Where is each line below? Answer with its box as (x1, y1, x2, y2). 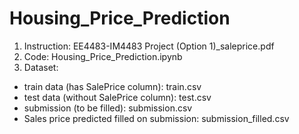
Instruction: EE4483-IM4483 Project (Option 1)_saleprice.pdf (23, 40, 275, 52)
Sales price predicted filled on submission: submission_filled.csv (23, 112, 290, 124)
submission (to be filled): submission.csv (23, 102, 193, 114)
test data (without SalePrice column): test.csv (23, 91, 212, 103)
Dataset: (23, 61, 59, 73)
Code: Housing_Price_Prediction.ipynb (23, 50, 183, 62)
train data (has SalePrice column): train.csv (23, 80, 202, 92)
